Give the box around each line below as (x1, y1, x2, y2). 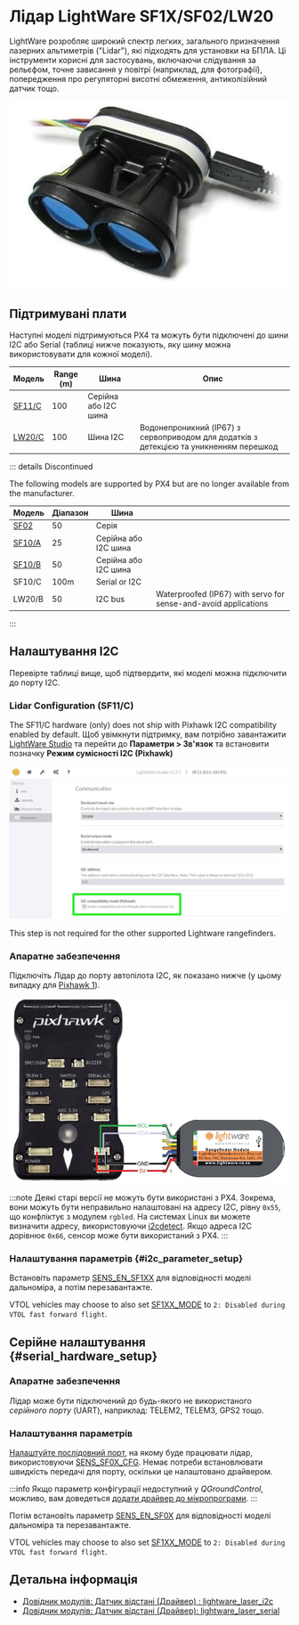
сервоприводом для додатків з (139, 432, 258, 443)
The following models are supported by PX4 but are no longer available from (9, 478, 289, 489)
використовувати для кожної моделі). (9, 349, 153, 360)
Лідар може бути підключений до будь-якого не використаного (9, 1395, 252, 1406)
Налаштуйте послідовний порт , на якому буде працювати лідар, (9, 1448, 254, 1458)
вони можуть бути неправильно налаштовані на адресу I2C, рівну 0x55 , (9, 1201, 281, 1213)
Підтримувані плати (9, 306, 127, 322)
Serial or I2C (96, 576, 142, 587)
